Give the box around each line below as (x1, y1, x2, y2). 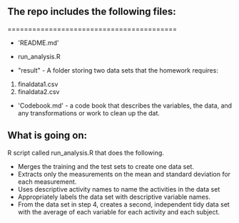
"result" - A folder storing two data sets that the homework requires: (17, 66, 219, 74)
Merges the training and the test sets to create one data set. (17, 162, 194, 170)
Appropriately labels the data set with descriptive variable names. (17, 192, 210, 201)
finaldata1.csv (17, 80, 59, 88)
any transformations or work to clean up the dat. (17, 108, 161, 117)
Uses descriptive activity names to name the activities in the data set (17, 185, 220, 193)
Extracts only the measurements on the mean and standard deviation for (17, 170, 230, 178)
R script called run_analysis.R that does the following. (7, 148, 164, 157)
